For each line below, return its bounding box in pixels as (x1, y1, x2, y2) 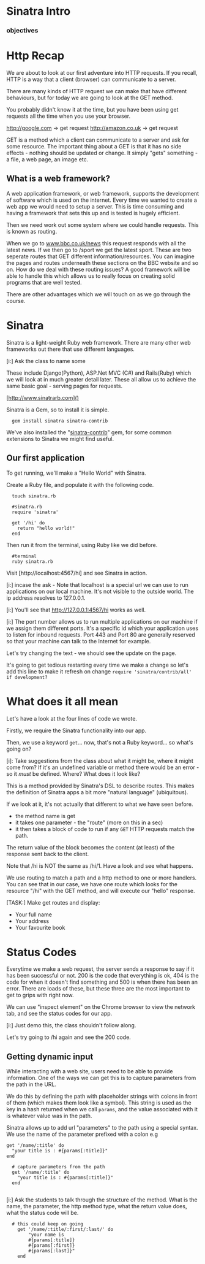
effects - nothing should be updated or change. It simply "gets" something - (6, 149, 198, 157)
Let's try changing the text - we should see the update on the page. (6, 649, 177, 657)
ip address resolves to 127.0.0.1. (6, 594, 86, 602)
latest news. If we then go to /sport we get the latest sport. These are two (6, 246, 192, 253)
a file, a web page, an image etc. (6, 156, 89, 163)
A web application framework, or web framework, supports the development (6, 190, 199, 197)
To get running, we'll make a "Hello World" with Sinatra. (6, 469, 146, 477)
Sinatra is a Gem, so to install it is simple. (6, 406, 110, 413)
